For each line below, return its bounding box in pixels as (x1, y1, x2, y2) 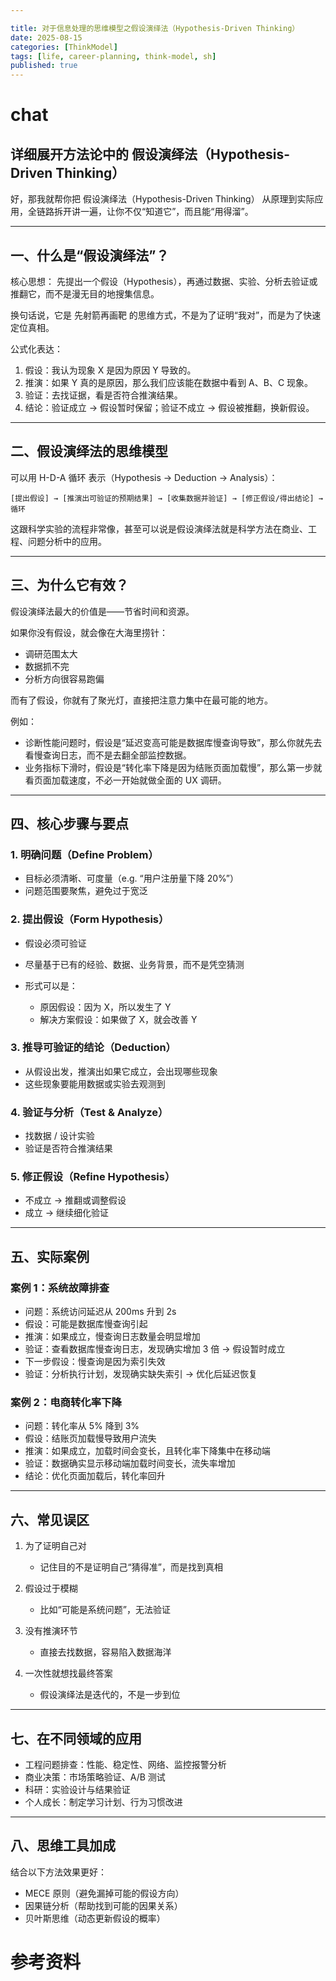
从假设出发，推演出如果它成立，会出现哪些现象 (24, 1065, 218, 1077)
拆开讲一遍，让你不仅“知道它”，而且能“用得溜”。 (53, 206, 254, 218)
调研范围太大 (24, 647, 78, 660)
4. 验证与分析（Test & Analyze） (10, 1105, 169, 1119)
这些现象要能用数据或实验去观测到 (24, 1077, 166, 1090)
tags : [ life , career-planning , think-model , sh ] (10, 51, 217, 61)
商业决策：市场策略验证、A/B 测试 (24, 1771, 166, 1783)
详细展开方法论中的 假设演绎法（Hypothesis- (10, 146, 290, 163)
